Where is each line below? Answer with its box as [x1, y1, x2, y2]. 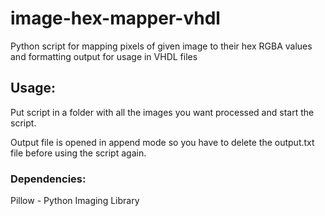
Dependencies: [10, 172, 87, 186]
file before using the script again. [10, 147, 147, 159]
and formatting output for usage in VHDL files [10, 50, 198, 62]
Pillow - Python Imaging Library [10, 195, 140, 207]
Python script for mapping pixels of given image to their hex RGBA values [10, 40, 313, 52]
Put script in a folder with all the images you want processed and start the [10, 106, 315, 118]
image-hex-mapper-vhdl [10, 7, 221, 30]
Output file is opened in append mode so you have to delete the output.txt [10, 136, 315, 148]
